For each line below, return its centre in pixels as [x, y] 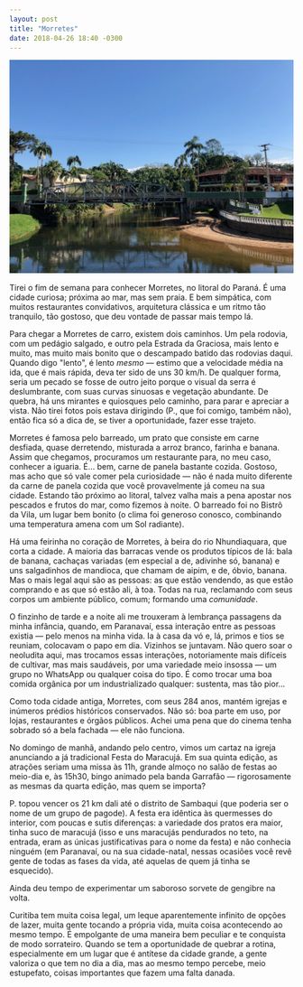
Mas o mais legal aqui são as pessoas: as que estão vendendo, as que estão [151, 580]
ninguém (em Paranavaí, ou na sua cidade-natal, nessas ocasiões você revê [151, 852]
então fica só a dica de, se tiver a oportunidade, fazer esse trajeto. [133, 421]
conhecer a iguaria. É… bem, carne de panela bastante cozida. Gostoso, [143, 467]
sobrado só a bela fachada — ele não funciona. [97, 731]
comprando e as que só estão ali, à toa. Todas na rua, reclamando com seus [151, 590]
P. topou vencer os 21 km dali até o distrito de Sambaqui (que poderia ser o [149, 804]
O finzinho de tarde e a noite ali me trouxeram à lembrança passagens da [146, 617]
